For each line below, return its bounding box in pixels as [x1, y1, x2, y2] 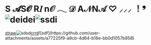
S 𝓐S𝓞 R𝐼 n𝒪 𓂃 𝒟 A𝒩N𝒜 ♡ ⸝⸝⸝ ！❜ [5, 3, 146, 14]
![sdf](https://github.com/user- [38, 30, 101, 36]
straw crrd [5, 30, 39, 36]
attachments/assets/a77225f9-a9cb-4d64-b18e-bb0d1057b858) [5, 35, 135, 41]
